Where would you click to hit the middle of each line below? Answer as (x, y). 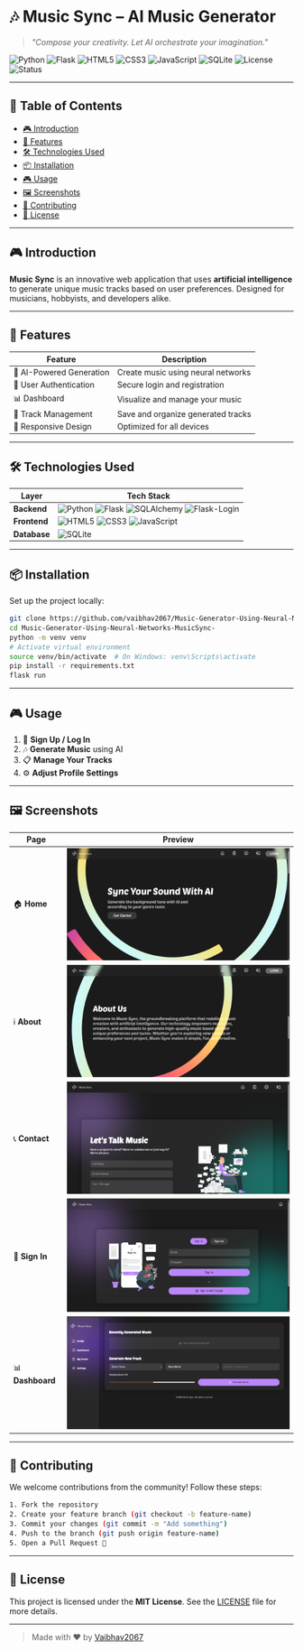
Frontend (31, 522)
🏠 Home (30, 904)
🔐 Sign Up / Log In (56, 739)
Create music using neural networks (184, 373)
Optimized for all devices (163, 427)
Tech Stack (148, 496)
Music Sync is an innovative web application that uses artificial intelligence (151, 279)
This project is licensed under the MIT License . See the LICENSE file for (143, 1601)
